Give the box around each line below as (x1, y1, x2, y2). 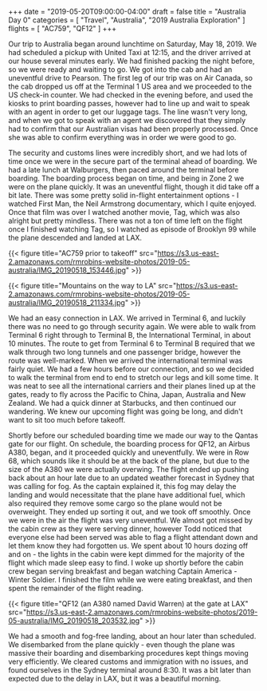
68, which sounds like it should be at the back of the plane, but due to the (8, 456, 249, 466)
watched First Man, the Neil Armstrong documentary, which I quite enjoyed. (8, 199, 257, 208)
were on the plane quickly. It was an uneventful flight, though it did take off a (8, 182, 260, 191)
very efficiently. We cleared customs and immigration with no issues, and (8, 657, 249, 666)
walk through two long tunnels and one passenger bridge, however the (8, 347, 241, 356)
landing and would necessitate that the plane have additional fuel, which (8, 490, 245, 499)
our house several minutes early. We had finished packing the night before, (8, 56, 255, 66)
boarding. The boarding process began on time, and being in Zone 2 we (8, 173, 245, 183)
